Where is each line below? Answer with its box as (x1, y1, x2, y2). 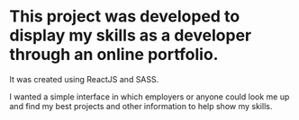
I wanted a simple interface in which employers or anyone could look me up (9, 91, 290, 102)
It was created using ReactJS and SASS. (9, 73, 159, 84)
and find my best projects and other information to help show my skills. (9, 100, 273, 111)
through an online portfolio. (9, 45, 219, 64)
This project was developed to (9, 6, 240, 27)
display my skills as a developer (9, 25, 252, 46)
